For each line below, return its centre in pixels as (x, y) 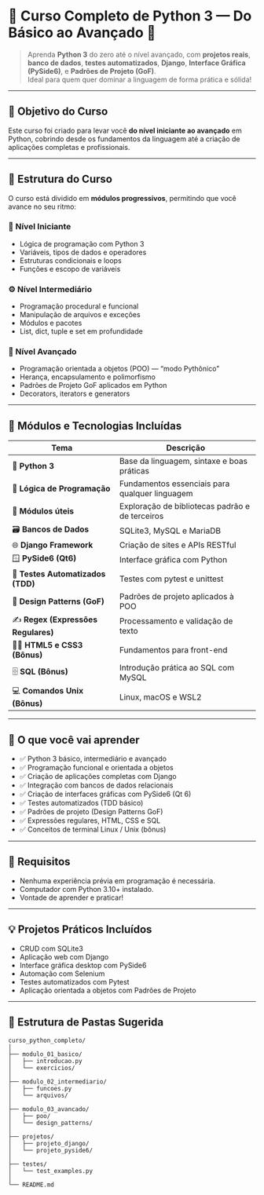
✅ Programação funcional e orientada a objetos (97, 768)
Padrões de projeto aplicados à (176, 597)
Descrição (186, 448)
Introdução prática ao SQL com (177, 668)
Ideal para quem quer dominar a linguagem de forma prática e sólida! (139, 79)
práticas (134, 471)
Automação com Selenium (62, 974)
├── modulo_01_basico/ (45, 1054)
